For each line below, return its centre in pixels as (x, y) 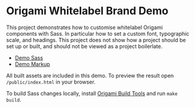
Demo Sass (29, 58)
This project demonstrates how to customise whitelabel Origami (84, 27)
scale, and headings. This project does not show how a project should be (96, 40)
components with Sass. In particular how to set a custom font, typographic (98, 33)
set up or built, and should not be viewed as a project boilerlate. (84, 46)
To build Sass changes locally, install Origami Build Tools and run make (92, 93)
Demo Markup (32, 64)
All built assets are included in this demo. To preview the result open (90, 75)
